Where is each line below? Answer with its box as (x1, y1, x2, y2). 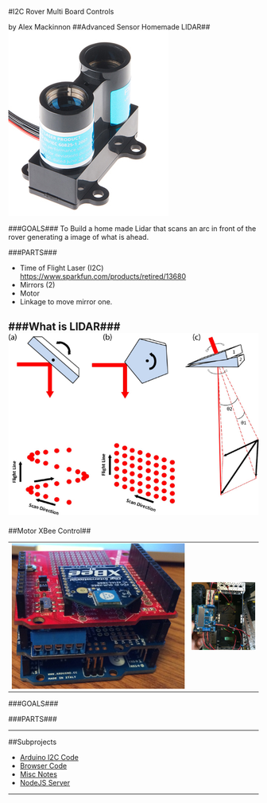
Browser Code (19, 761, 68, 771)
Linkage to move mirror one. (19, 297, 113, 306)
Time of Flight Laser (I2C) (19, 263, 104, 272)
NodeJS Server (19, 778, 71, 788)
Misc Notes (19, 770, 58, 779)
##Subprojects (8, 737, 57, 747)
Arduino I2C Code (19, 753, 79, 762)
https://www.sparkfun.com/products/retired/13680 (19, 272, 187, 281)
